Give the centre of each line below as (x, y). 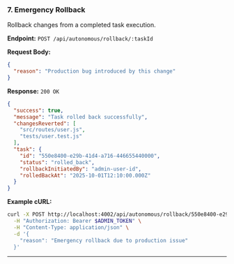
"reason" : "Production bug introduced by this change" (95, 71)
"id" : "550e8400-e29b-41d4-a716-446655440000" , (90, 156)
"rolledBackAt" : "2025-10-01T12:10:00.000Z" (85, 175)
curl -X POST (26, 214)
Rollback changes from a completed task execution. (81, 25)
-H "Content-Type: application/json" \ (71, 227)
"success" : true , (39, 110)
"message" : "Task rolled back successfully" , (81, 117)
